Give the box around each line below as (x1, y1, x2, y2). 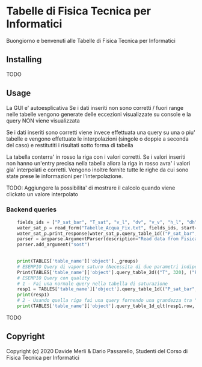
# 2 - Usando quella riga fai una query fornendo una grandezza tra (17, 298, 192, 304)
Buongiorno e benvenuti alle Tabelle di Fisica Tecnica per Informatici (6, 37, 176, 44)
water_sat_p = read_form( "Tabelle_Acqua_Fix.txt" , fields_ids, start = (17, 225, 198, 231)
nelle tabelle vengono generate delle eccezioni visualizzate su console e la (6, 110, 191, 118)
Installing (6, 54, 42, 65)
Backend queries (6, 205, 57, 214)
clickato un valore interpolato (6, 190, 78, 197)
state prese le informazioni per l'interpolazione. (6, 172, 123, 179)
